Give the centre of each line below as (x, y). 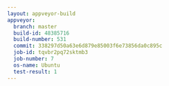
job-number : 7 (34, 59)
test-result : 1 (35, 71)
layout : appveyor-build (42, 14)
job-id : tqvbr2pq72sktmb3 (51, 53)
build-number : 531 (40, 40)
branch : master (35, 26)
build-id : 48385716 (42, 33)
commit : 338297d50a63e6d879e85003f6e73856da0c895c (88, 46)
